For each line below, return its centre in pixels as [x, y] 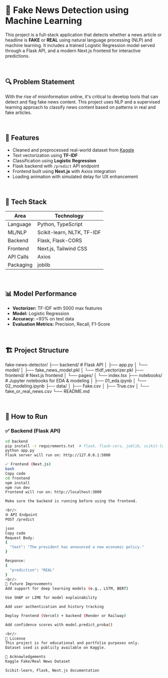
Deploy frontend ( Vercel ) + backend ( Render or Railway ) [66, 615]
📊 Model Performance [41, 294]
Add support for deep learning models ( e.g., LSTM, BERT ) [67, 589]
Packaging [20, 265]
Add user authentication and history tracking [54, 607]
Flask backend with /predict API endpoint [56, 166]
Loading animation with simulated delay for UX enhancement [75, 176]
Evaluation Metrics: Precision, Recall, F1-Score [61, 324]
